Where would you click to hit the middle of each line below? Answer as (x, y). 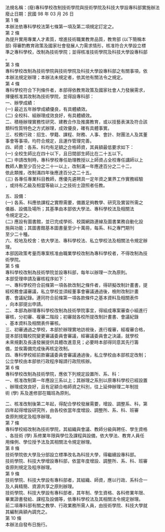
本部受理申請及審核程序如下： (36, 279)
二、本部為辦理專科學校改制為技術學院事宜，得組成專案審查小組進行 (76, 310)
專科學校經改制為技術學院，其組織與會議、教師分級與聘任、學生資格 (76, 429)
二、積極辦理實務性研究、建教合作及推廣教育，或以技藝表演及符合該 (76, 122)
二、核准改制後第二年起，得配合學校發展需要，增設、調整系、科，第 (76, 404)
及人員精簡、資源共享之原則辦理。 (41, 486)
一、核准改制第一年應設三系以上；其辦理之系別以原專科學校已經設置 (76, 380)
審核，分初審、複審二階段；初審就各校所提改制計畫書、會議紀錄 (72, 317)
